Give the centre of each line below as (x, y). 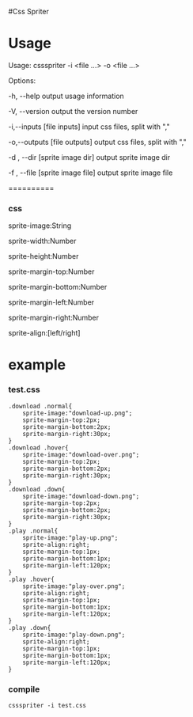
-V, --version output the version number (73, 111)
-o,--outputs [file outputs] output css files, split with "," (98, 142)
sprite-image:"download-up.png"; (78, 413)
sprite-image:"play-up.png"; (70, 537)
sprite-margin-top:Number (51, 271)
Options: (22, 80)
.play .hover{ (32, 579)
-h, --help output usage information (66, 96)
